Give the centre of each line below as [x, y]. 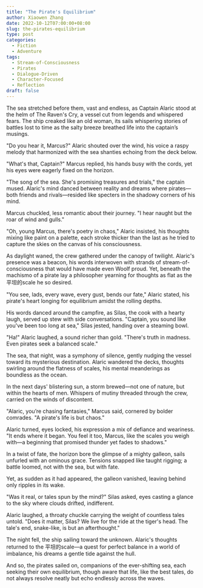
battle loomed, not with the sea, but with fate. [63, 467]
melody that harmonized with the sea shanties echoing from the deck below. [102, 152]
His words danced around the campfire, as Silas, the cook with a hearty [95, 312]
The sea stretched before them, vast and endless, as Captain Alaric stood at [101, 108]
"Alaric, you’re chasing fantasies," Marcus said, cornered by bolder [90, 411]
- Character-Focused [38, 79]
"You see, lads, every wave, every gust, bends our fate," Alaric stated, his [98, 294]
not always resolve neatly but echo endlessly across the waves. [86, 578]
